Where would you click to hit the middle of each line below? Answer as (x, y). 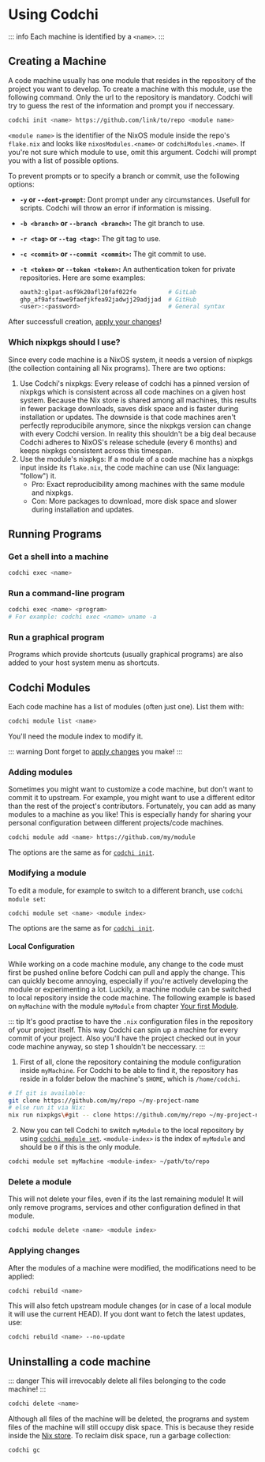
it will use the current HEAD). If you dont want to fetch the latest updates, (127, 1314)
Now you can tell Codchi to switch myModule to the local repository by (132, 1130)
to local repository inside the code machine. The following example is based (132, 997)
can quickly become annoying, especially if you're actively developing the (128, 980)
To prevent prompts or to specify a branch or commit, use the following (124, 176)
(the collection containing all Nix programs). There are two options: (117, 368)
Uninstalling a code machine (80, 1362)
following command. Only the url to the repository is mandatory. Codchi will (131, 97)
